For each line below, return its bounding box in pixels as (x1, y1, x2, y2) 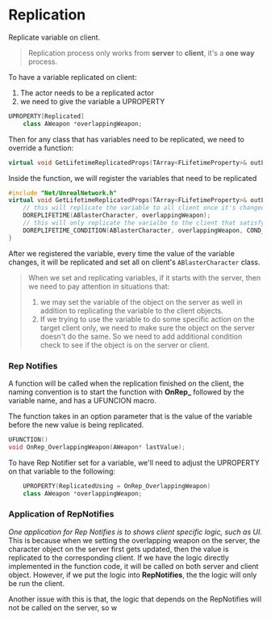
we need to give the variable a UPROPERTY (19, 96, 165, 106)
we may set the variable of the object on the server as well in (40, 297, 244, 306)
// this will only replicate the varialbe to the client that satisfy (23, 219, 265, 227)
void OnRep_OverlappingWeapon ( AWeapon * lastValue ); (8, 443, 186, 451)
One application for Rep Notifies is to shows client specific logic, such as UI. (8, 527, 262, 537)
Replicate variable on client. (8, 32, 101, 42)
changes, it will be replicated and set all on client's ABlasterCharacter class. (8, 257, 261, 267)
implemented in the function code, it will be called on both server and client (8, 561, 259, 571)
